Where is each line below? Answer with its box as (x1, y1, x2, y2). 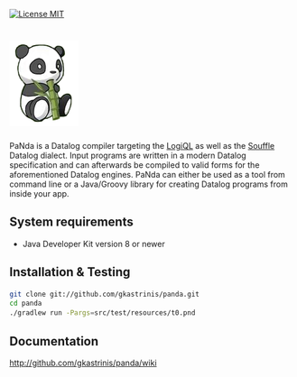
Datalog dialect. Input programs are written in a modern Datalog (9, 150, 246, 161)
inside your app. (9, 188, 70, 198)
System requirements (9, 215, 134, 230)
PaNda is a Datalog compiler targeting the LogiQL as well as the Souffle (9, 140, 275, 151)
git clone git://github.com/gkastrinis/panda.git (9, 290, 200, 299)
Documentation (9, 334, 99, 349)
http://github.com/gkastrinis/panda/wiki (9, 357, 157, 368)
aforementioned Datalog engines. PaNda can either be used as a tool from (9, 169, 286, 179)
